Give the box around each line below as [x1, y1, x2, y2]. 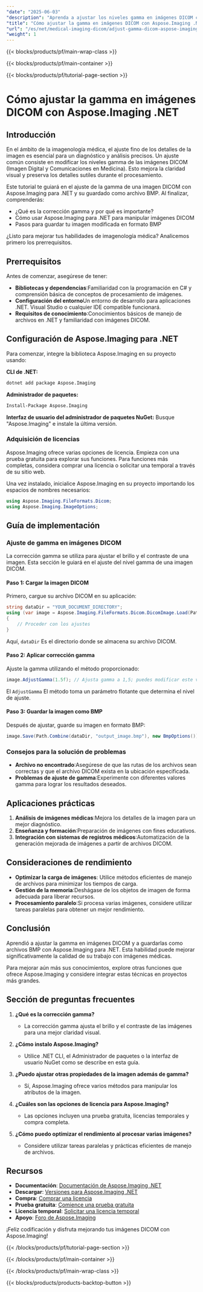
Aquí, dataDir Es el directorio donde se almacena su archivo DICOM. [6, 637, 177, 645]
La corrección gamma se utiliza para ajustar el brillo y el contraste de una [6, 552, 189, 560]
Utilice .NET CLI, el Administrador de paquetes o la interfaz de [24, 1052, 179, 1059]
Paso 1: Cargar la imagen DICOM [6, 579, 89, 586]
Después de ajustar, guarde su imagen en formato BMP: [6, 721, 146, 729]
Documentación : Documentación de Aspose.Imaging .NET [14, 1182, 162, 1189]
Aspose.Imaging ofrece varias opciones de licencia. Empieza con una [6, 449, 179, 456]
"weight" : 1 [6, 31, 36, 38]
